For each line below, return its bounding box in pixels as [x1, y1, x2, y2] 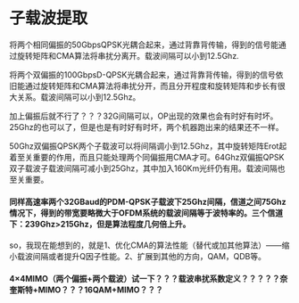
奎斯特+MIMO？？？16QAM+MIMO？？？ [9, 284, 163, 295]
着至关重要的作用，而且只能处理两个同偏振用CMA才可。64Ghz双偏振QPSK [9, 151, 285, 162]
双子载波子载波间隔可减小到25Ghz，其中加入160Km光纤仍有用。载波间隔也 [9, 162, 286, 174]
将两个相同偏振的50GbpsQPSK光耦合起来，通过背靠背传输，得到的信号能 [9, 39, 279, 50]
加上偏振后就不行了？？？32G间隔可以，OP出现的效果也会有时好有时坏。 [9, 111, 278, 121]
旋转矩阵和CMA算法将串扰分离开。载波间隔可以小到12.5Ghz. [16, 50, 239, 61]
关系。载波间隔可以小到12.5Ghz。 [16, 91, 141, 102]
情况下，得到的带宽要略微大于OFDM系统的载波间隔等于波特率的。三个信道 [9, 207, 284, 218]
